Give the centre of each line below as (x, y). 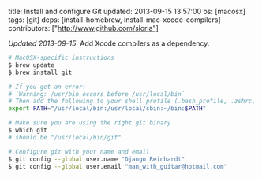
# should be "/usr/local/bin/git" (65, 137)
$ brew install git (40, 72)
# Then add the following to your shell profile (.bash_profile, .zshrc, (132, 102)
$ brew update (32, 65)
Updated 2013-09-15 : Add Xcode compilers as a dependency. (109, 43)
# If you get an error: (47, 87)
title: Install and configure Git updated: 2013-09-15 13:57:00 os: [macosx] (127, 11)
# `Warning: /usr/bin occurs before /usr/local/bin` (97, 94)
